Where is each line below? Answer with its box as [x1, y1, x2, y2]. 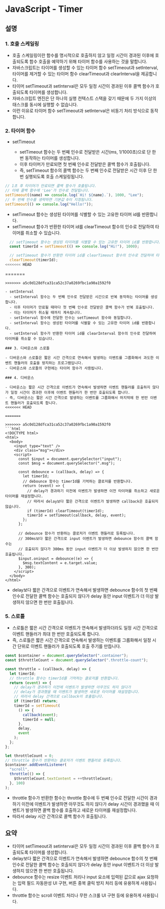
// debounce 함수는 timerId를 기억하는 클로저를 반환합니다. [23, 479, 133, 484]
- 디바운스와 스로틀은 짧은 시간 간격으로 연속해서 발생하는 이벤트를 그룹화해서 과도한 [5, 355, 154, 360]
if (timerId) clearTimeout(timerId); [27, 508, 105, 513]
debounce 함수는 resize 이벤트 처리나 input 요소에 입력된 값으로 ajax [12, 874, 146, 879]
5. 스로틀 [5, 613, 25, 620]
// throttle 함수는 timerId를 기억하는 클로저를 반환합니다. [9, 676, 120, 681]
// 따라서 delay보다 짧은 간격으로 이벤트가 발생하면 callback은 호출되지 [27, 499, 159, 504]
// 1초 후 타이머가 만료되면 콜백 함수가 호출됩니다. [5, 184, 97, 188]
